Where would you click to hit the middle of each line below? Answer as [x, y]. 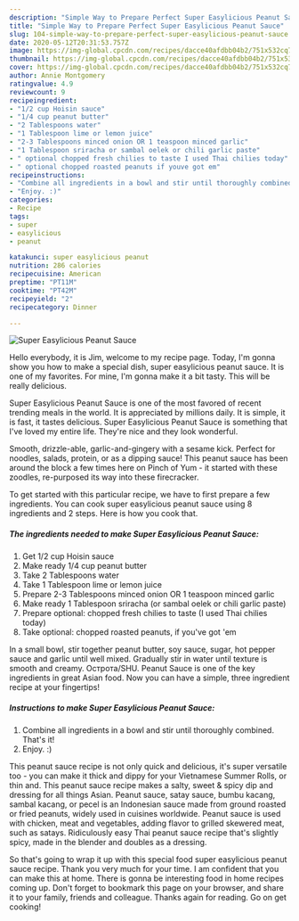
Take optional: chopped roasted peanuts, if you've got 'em [129, 632]
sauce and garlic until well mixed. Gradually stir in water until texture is [138, 659]
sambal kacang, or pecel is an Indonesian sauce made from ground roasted [148, 804]
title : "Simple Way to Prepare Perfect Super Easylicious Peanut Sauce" [147, 26]
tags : [19, 216]
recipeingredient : [43, 100]
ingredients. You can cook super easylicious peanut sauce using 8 [131, 504]
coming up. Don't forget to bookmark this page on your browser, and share [147, 888]
